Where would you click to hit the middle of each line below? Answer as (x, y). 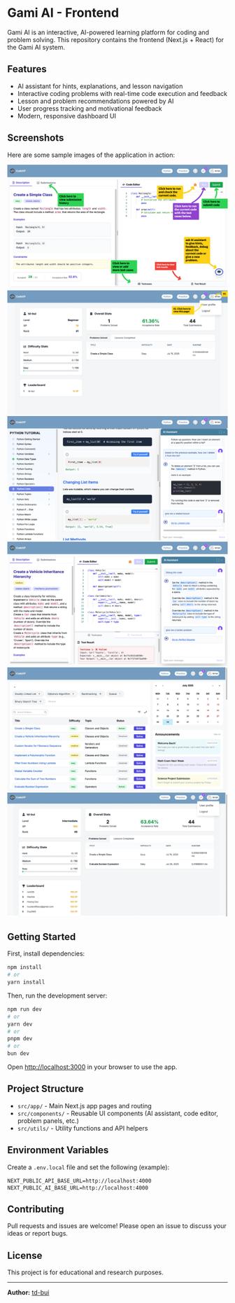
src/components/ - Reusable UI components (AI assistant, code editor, (117, 1113)
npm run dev (24, 1009)
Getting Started (42, 937)
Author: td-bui (28, 1292)
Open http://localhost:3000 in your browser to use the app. (92, 1067)
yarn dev (20, 1024)
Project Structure (45, 1089)
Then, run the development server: (57, 995)
